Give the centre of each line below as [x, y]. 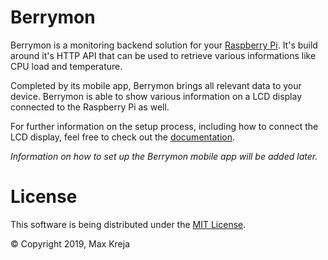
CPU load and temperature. [66, 66]
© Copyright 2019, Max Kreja [70, 243]
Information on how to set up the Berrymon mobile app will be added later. [164, 156]
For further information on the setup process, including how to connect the [164, 126]
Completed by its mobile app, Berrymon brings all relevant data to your [156, 85]
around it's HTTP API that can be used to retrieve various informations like [163, 55]
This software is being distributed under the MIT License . [128, 224]
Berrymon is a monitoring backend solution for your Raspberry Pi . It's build [164, 45]
